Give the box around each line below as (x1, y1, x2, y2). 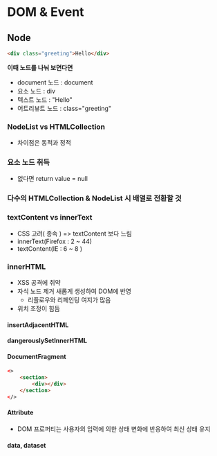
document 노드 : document (17, 78, 93, 87)
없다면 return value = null (17, 175, 88, 183)
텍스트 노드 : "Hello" (17, 95, 73, 104)
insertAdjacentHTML (7, 320, 69, 329)
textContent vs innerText (7, 213, 93, 222)
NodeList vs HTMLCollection (7, 122, 106, 132)
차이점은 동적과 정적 (17, 139, 71, 147)
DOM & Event (7, 4, 84, 20)
